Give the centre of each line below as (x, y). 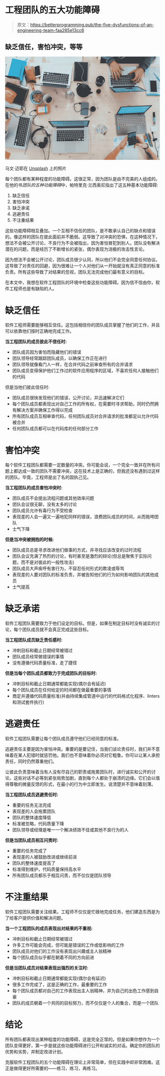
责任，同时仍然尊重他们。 (31, 761)
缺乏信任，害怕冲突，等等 (44, 47)
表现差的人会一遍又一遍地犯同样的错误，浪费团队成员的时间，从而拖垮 (83, 517)
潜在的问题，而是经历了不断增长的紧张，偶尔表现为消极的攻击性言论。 (76, 249)
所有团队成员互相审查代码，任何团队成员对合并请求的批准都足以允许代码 (85, 416)
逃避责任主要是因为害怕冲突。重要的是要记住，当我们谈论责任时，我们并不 (80, 749)
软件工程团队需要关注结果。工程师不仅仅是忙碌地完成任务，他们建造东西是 (80, 912)
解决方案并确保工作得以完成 (44, 410)
